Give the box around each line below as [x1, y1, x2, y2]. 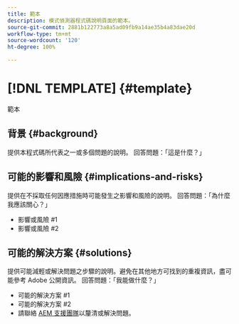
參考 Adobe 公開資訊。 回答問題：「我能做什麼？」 [13, 276, 160, 285]
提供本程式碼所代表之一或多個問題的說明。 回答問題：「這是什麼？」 [7, 147, 206, 157]
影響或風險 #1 [17, 215, 58, 224]
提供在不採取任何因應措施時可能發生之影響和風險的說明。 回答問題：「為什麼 [7, 191, 230, 199]
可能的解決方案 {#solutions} [7, 246, 132, 258]
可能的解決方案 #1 [17, 291, 70, 300]
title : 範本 [7, 10, 41, 18]
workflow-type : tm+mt [7, 30, 72, 38]
